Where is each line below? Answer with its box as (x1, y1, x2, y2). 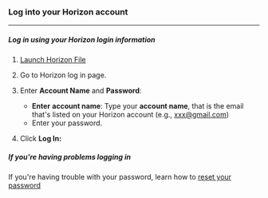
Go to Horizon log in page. (19, 70, 107, 80)
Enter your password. (31, 118, 103, 128)
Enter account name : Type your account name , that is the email (31, 101, 244, 111)
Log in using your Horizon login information (8, 34, 156, 44)
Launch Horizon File (19, 55, 86, 65)
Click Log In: (19, 134, 62, 144)
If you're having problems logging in (8, 152, 132, 161)
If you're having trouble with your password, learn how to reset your (8, 172, 232, 182)
